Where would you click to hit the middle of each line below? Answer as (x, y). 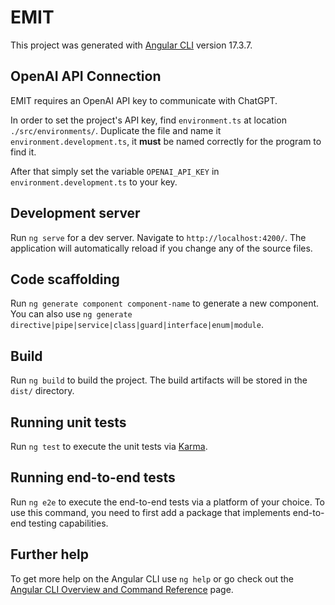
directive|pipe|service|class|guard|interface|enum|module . (137, 325)
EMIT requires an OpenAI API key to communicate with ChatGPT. (144, 100)
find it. (23, 152)
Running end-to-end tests (93, 477)
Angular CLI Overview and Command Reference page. (122, 589)
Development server (75, 213)
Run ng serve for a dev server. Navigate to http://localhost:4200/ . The (158, 237)
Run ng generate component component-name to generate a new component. (165, 303)
